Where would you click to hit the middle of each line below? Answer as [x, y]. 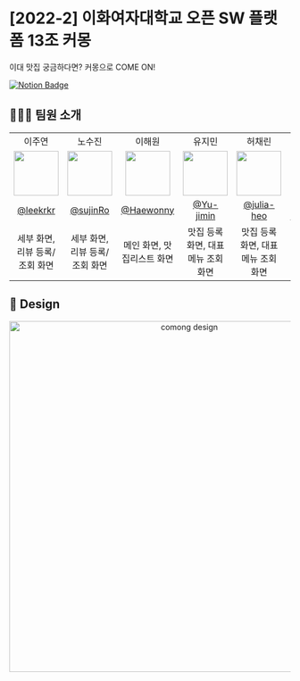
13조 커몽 [59, 41]
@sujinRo [90, 210]
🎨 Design [35, 304]
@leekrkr [36, 210]
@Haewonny [148, 210]
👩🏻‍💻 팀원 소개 [46, 116]
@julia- [259, 204]
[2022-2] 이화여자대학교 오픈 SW [127, 18]
